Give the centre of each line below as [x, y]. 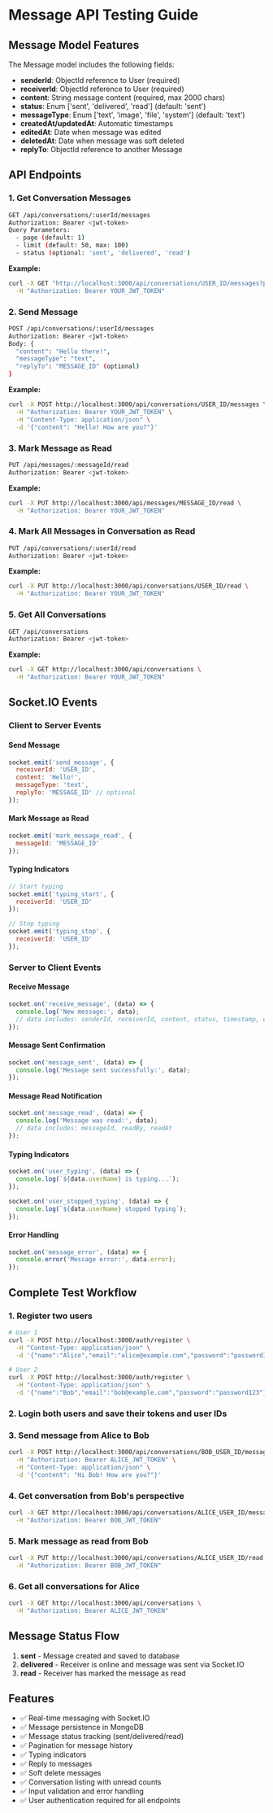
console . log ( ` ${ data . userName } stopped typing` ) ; [101, 1209]
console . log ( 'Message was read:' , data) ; [87, 1121]
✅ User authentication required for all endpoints [100, 1801]
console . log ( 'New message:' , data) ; [78, 1011]
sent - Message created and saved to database [100, 1656]
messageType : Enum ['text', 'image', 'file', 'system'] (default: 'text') [132, 115]
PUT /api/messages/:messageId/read [69, 465]
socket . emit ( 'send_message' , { [61, 762]
